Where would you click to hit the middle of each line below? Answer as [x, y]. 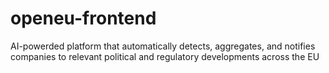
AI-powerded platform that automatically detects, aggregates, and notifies [163, 46]
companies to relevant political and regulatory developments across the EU [165, 56]
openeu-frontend [83, 18]
